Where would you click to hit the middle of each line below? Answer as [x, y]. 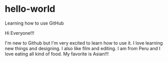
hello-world [30, 9]
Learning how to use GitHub [35, 23]
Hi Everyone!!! [19, 33]
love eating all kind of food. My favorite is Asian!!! [57, 54]
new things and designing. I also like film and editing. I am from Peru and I [83, 48]
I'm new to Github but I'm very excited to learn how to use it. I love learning [84, 43]
